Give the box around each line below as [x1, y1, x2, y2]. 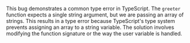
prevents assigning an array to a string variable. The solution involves [6, 24, 175, 31]
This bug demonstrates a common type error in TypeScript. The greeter [6, 5, 181, 12]
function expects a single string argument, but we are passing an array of [6, 11, 184, 18]
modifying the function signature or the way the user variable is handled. [6, 30, 182, 37]
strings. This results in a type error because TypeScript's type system [6, 18, 175, 24]
